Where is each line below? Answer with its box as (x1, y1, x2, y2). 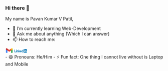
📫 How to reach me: (12, 36, 56, 42)
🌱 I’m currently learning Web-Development (12, 25, 101, 31)
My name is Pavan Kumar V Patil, (5, 16, 74, 22)
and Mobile (5, 61, 29, 67)
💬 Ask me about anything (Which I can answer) (12, 31, 110, 37)
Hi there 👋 (5, 4, 30, 11)
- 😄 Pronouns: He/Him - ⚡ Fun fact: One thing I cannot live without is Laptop (5, 54, 163, 60)
